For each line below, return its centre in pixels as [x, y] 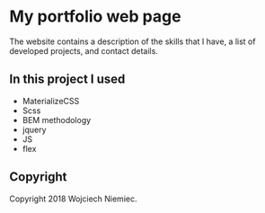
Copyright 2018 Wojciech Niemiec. [73, 199]
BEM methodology [57, 120]
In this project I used [67, 80]
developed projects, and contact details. [84, 50]
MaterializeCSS [51, 101]
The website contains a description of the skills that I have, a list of [132, 41]
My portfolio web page [95, 17]
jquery [34, 129]
